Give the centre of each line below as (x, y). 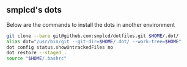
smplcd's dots (34, 10)
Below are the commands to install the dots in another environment (91, 24)
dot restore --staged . (37, 53)
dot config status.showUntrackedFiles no (60, 47)
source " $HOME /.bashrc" (37, 58)
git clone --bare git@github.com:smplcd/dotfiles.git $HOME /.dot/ (93, 36)
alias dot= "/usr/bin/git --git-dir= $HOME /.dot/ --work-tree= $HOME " (94, 41)
